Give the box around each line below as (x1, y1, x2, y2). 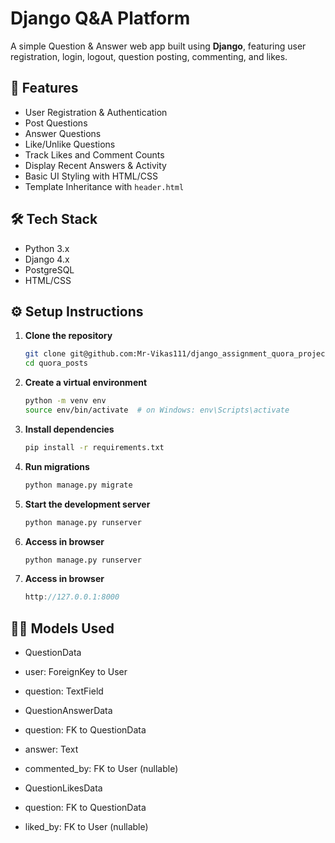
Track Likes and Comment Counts (24, 148, 165, 161)
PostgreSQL (24, 263, 75, 276)
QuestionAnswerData (24, 705, 113, 717)
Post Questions (24, 117, 88, 129)
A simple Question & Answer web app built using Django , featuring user (10, 40, 307, 52)
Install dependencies (24, 423, 115, 435)
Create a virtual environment (24, 377, 148, 389)
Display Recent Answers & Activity (24, 159, 167, 171)
